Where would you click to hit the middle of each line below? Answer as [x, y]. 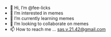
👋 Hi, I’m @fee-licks [30, 8]
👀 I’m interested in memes [37, 13]
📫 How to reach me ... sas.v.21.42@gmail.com [58, 29]
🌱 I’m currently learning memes [42, 18]
